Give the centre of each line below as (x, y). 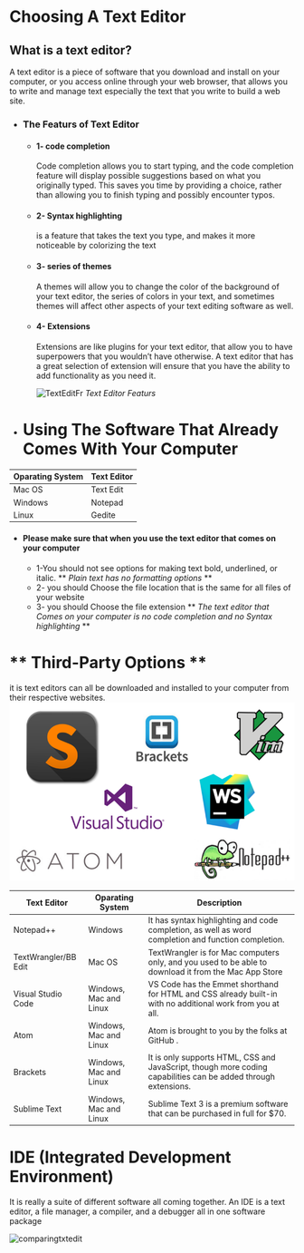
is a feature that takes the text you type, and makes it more (146, 236)
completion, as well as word (199, 930)
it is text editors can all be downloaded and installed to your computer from (149, 687)
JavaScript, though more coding (208, 1067)
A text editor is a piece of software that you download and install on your (145, 72)
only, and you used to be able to (208, 962)
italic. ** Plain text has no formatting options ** (124, 578)
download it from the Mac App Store (215, 971)
